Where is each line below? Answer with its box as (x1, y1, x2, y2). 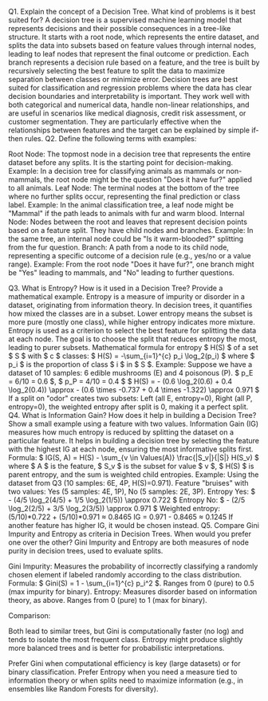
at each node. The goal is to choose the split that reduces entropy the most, (8, 334, 258, 344)
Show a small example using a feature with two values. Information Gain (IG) (8, 419, 259, 428)
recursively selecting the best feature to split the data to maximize (8, 66, 226, 75)
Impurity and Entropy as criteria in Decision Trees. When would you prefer (8, 530, 251, 538)
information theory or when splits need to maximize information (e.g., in (8, 675, 243, 685)
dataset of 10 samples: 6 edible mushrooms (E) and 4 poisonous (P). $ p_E (8, 368, 254, 377)
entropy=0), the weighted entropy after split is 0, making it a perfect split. (8, 402, 249, 412)
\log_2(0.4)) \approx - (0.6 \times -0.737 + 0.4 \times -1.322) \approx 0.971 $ (8, 385, 260, 394)
